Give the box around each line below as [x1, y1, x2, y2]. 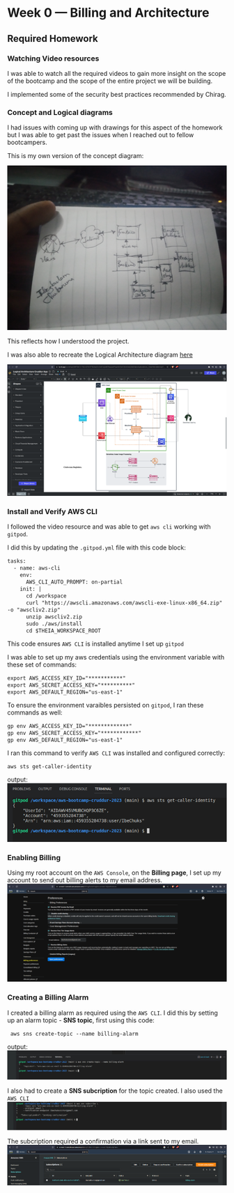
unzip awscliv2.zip [25, 614, 82, 621]
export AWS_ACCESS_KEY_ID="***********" [7, 675, 127, 682]
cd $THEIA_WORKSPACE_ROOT [25, 627, 101, 634]
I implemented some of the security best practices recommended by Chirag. [7, 90, 226, 98]
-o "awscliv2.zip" [7, 607, 61, 614]
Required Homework [7, 33, 99, 45]
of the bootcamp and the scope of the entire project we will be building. [7, 77, 213, 85]
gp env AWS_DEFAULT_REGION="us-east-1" [7, 737, 123, 744]
